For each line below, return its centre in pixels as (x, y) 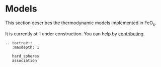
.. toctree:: (19, 43)
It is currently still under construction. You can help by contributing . (75, 34)
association (24, 60)
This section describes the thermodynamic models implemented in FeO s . (81, 23)
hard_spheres (25, 56)
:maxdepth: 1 (25, 47)
